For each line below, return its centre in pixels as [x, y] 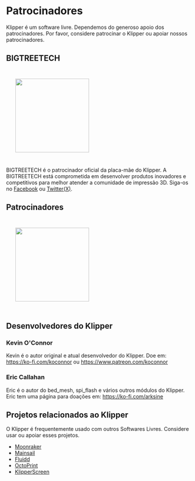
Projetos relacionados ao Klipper [67, 415]
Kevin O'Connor [29, 342]
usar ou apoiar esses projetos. [43, 436]
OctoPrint [26, 466]
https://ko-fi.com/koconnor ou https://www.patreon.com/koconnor [87, 362]
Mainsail [25, 453]
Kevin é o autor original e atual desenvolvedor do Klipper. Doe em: [86, 356]
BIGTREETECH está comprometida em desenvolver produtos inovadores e [96, 176]
